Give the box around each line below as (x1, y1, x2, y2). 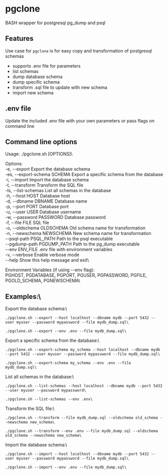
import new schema (12, 89, 54, 96)
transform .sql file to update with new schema (12, 84, 108, 90)
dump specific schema (12, 79, 60, 85)
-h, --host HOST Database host (5, 193, 70, 199)
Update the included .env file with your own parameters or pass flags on (5, 117, 154, 124)
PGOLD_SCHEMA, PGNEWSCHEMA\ (5, 278, 80, 284)
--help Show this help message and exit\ (5, 257, 89, 263)
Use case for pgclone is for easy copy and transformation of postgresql (5, 47, 152, 53)
